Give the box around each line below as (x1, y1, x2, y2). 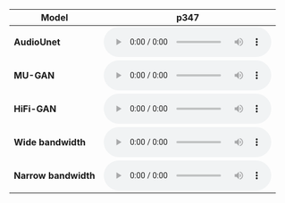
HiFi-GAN (13, 102, 57, 115)
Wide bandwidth (13, 136, 87, 148)
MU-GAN (13, 69, 55, 81)
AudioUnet (13, 36, 61, 48)
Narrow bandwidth (13, 169, 96, 182)
